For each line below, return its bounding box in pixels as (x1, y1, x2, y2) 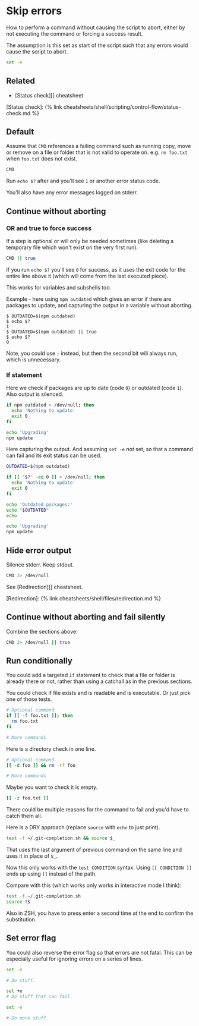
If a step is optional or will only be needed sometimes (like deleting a (6, 238, 174, 244)
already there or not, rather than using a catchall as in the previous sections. (6, 678, 193, 685)
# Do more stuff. (6, 1015, 49, 1021)
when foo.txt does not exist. (6, 155, 77, 162)
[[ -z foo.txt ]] (6, 795, 49, 801)
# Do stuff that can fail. (6, 994, 73, 1000)
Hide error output (6, 545, 72, 555)
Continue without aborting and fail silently (6, 612, 166, 622)
